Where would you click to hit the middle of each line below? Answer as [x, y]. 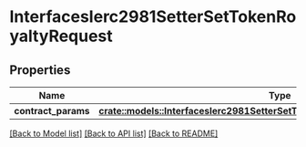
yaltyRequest [61, 36]
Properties [40, 70]
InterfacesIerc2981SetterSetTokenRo [153, 17]
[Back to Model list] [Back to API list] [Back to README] [114, 133]
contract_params [52, 111]
